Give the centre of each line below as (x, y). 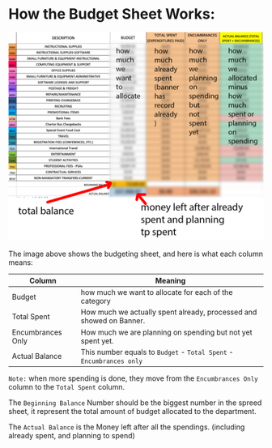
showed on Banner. (113, 321)
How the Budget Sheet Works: (112, 14)
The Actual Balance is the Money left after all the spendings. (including (127, 427)
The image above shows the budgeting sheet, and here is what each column (136, 254)
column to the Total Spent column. (67, 387)
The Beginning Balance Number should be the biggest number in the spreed (135, 403)
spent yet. (97, 340)
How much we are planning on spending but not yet (166, 332)
